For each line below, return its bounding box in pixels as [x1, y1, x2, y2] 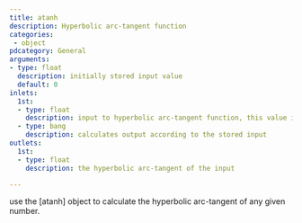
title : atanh [9, 13, 58, 22]
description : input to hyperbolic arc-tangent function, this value [25, 113, 288, 122]
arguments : [9, 55, 50, 64]
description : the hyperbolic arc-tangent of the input [25, 164, 235, 173]
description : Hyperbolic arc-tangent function [9, 22, 187, 31]
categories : [9, 30, 54, 39]
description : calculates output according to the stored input [25, 130, 268, 139]
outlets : [9, 138, 42, 147]
